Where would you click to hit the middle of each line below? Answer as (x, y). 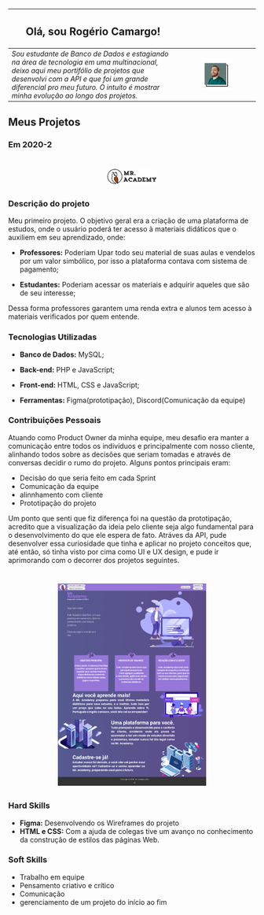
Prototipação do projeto (58, 503)
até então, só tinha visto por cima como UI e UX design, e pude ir (114, 551)
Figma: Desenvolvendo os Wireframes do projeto (99, 823)
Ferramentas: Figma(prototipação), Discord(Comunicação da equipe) (132, 400)
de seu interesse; (48, 293)
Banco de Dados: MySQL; (62, 354)
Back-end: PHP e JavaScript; (67, 369)
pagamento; (39, 269)
